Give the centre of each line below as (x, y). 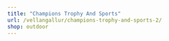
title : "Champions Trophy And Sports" (64, 14)
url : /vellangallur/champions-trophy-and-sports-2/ (84, 20)
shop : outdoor (28, 26)
